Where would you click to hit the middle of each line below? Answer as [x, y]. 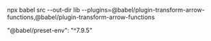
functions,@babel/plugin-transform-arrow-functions [81, 17]
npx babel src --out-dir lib [44, 10]
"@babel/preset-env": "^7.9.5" [50, 30]
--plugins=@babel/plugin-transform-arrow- [143, 10]
